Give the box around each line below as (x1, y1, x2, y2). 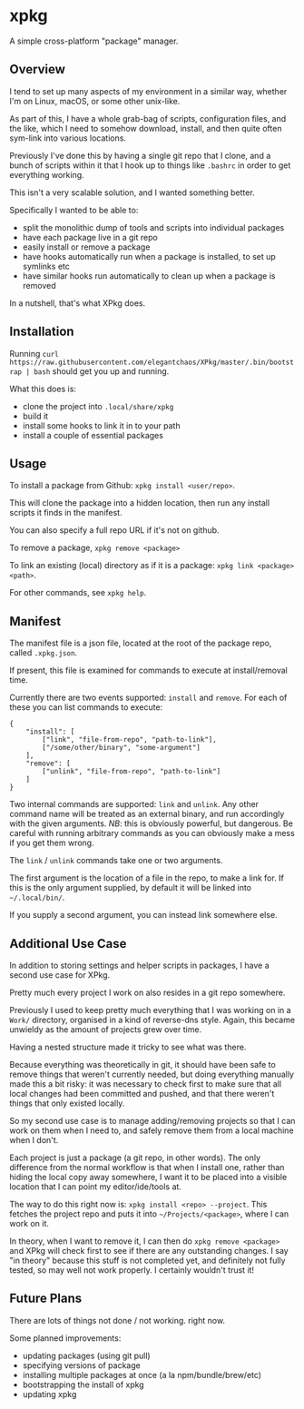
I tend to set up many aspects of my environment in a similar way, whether (9, 85, 288, 96)
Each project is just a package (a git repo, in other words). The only (9, 1152, 261, 1163)
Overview (9, 62, 66, 77)
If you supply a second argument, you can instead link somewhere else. (9, 910, 279, 921)
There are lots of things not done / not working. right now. (9, 1315, 225, 1325)
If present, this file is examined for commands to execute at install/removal (9, 665, 288, 676)
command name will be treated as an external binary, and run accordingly (9, 809, 285, 820)
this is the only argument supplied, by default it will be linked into (9, 882, 252, 893)
